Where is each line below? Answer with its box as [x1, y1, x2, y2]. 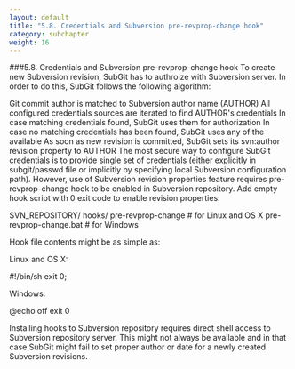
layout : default [9, 12, 69, 22]
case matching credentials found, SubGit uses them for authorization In [9, 117, 270, 128]
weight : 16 [9, 37, 50, 47]
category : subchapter [9, 29, 90, 38]
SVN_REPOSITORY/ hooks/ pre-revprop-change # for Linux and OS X [9, 210, 264, 221]
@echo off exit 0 [9, 306, 70, 317]
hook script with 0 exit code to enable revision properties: [9, 193, 220, 204]
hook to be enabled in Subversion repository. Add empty [70, 183, 278, 194]
